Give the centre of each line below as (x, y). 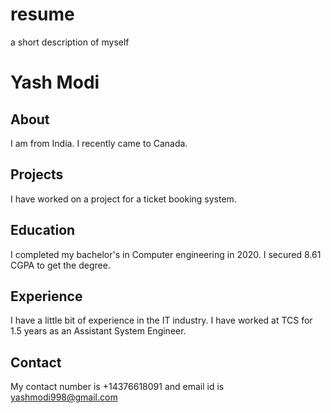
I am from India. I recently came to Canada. (99, 143)
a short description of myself (70, 42)
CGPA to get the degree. (60, 265)
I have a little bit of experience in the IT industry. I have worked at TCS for (161, 320)
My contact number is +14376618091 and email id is (117, 387)
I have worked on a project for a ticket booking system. (123, 199)
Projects (37, 174)
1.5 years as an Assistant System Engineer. (98, 331)
